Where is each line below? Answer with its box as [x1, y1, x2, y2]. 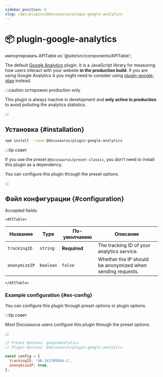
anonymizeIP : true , [9, 363, 49, 368]
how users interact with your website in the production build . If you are [5, 68, 148, 73]
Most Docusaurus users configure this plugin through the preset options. [5, 322, 150, 327]
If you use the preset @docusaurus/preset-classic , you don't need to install [5, 157, 155, 162]
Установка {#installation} [5, 125, 85, 134]
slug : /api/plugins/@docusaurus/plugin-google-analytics [5, 12, 123, 17]
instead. [15, 78, 32, 84]
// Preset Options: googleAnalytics [5, 341, 79, 345]
